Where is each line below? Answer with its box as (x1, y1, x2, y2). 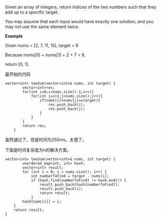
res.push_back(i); (48, 102, 86, 107)
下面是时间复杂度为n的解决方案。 (5, 147, 72, 153)
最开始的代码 (5, 71, 30, 77)
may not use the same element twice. (5, 24, 80, 30)
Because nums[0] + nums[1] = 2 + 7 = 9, (5, 52, 86, 58)
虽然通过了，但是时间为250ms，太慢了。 (5, 137, 87, 142)
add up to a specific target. (5, 9, 59, 15)
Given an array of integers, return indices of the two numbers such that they (5, 4, 157, 10)
